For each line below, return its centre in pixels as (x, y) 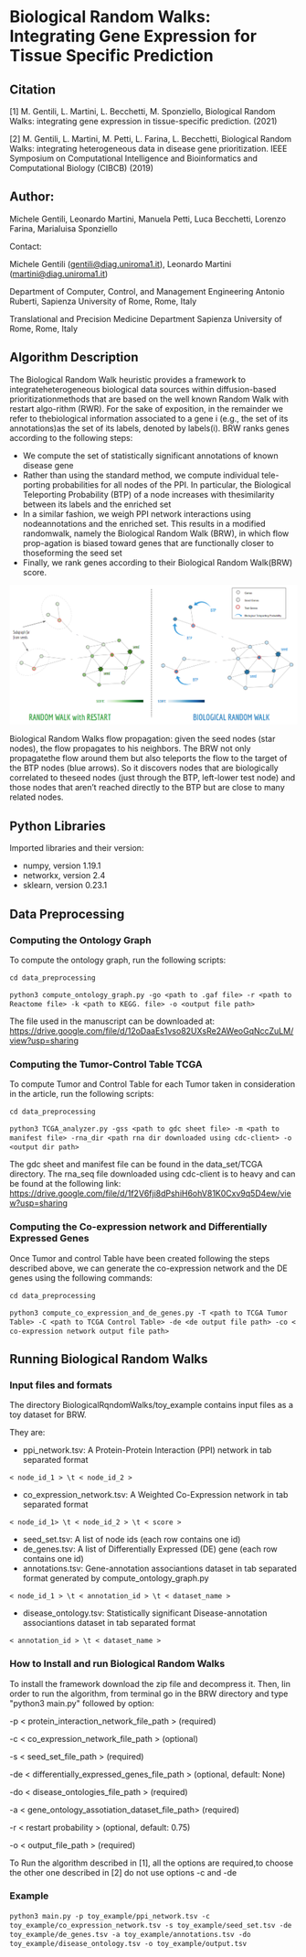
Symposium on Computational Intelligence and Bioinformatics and (133, 158)
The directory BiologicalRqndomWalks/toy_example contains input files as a (152, 1405)
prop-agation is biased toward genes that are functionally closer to (148, 543)
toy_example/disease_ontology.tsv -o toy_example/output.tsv (128, 1943)
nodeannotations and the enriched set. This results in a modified (144, 523)
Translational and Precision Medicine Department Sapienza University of (146, 318)
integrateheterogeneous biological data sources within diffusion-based (143, 389)
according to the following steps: (71, 437)
